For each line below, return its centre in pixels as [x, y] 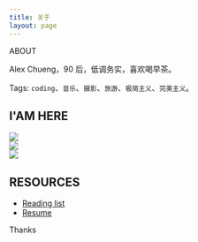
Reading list [43, 203]
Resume [37, 213]
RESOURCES [45, 182]
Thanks [23, 230]
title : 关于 [30, 17]
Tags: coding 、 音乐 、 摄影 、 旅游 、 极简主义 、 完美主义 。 [102, 87]
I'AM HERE [39, 116]
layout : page [33, 26]
